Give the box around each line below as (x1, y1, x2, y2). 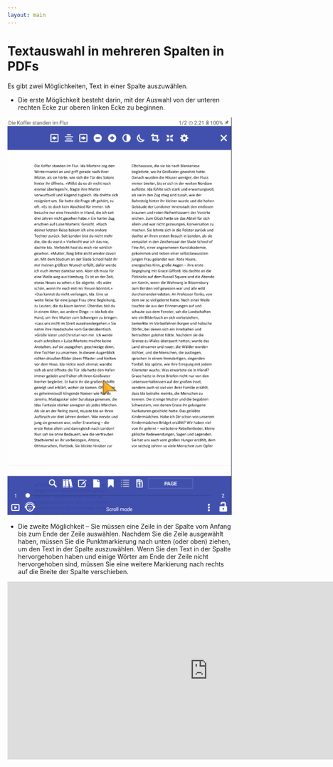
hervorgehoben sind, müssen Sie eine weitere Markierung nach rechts (17, 559, 224, 568)
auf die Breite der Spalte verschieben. (17, 567, 129, 576)
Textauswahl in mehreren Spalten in (7, 43, 225, 59)
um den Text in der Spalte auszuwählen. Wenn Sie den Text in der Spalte (17, 544, 231, 553)
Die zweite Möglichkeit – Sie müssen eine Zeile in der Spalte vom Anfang (17, 522, 231, 530)
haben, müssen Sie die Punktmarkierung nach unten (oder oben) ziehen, (17, 537, 231, 546)
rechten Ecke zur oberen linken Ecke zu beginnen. (17, 103, 166, 112)
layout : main (7, 11, 46, 18)
